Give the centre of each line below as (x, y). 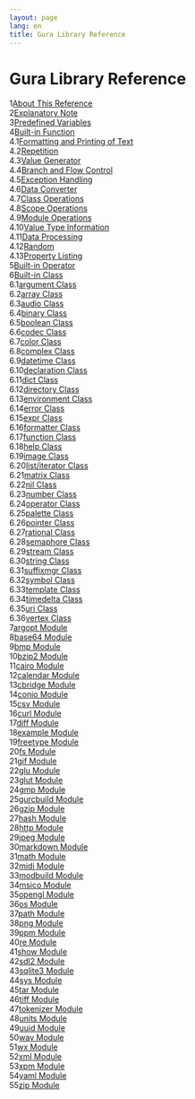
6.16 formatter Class (45, 428)
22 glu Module (35, 771)
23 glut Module (36, 781)
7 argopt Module (38, 628)
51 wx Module (34, 1047)
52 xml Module (36, 1057)
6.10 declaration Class (48, 371)
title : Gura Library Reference (68, 34)
